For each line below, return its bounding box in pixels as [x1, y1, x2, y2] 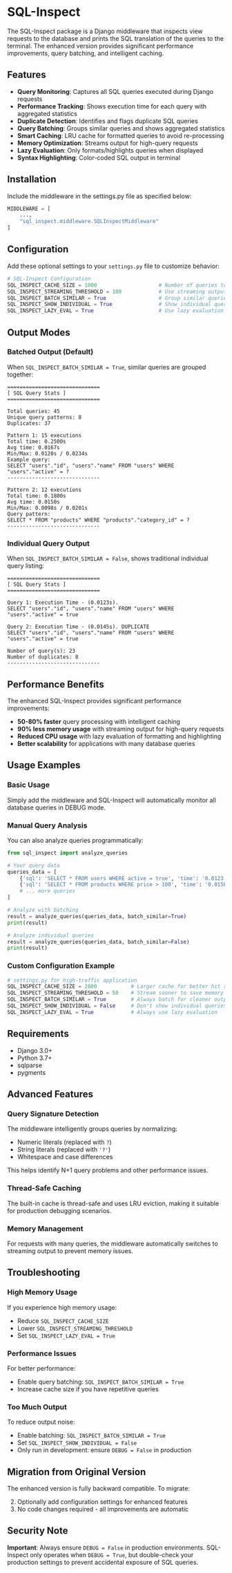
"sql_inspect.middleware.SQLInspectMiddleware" [19, 218, 159, 225]
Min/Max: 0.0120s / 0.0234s [7, 450, 88, 457]
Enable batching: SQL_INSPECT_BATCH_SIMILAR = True [17, 1431, 166, 1440]
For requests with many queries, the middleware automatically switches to [7, 1239, 219, 1248]
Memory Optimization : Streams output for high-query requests [17, 139, 198, 147]
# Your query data [7, 861, 60, 869]
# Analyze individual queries [7, 932, 95, 939]
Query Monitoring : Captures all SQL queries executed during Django [17, 87, 214, 95]
